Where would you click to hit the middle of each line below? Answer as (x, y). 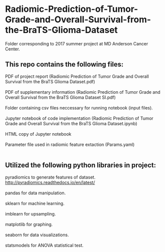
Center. (13, 49)
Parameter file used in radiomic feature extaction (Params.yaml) (70, 144)
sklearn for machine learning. (35, 203)
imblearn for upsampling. (31, 214)
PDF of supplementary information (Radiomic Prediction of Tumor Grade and (83, 92)
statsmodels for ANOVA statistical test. (44, 245)
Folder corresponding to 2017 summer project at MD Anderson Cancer (77, 43)
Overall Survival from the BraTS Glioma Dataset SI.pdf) (60, 97)
